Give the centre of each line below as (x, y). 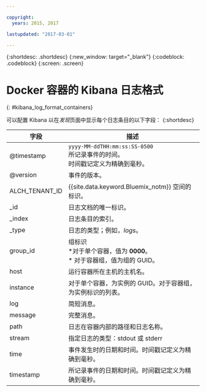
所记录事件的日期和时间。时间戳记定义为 (127, 371)
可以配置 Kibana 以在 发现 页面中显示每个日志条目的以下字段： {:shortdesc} (100, 120)
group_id (22, 251)
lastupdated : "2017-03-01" (41, 34)
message (23, 315)
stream (19, 338)
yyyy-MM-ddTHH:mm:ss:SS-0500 (111, 147)
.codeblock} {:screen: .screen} (45, 63)
